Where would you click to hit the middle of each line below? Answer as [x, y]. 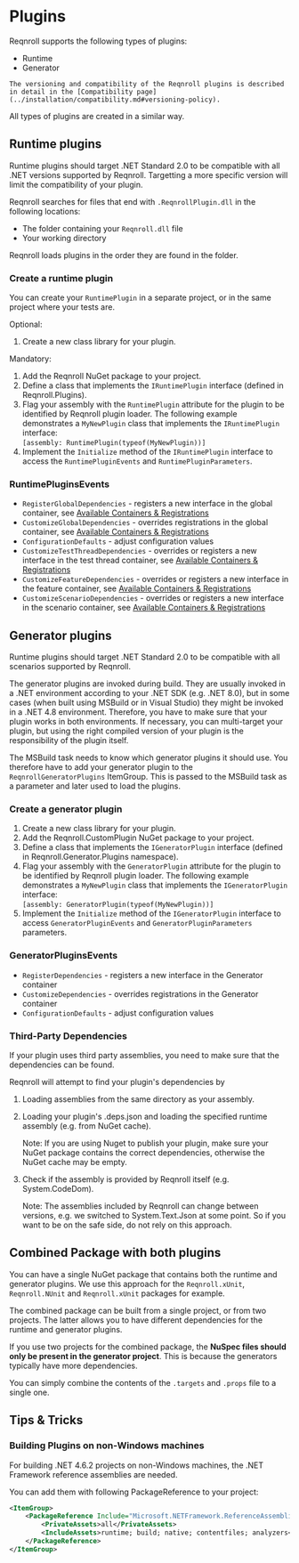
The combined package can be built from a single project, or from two [138, 1310]
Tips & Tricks [46, 1420]
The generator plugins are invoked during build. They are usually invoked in [148, 684]
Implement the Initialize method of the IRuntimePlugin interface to [148, 452]
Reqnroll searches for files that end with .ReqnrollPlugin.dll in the [133, 201]
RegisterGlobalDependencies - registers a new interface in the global [147, 504]
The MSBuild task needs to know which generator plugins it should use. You [149, 757]
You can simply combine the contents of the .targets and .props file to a [143, 1382]
